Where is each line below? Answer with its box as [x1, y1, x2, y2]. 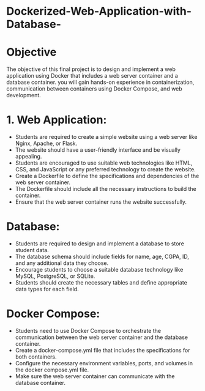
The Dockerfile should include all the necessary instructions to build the [15, 185, 197, 193]
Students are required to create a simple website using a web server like [15, 133, 198, 141]
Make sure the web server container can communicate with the [15, 372, 175, 380]
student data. [15, 247, 49, 253]
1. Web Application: [6, 113, 107, 127]
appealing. [15, 153, 42, 160]
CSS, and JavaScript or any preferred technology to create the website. [15, 166, 196, 173]
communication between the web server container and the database [15, 333, 188, 341]
